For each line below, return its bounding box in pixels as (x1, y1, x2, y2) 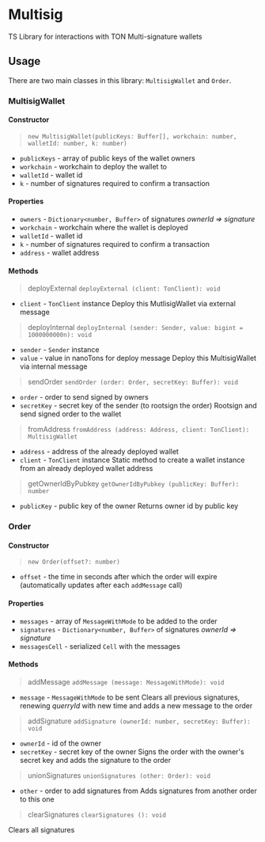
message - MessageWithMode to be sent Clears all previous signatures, (19, 692, 240, 702)
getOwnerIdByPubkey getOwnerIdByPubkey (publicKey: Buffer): (27, 479, 240, 488)
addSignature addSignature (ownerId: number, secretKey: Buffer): (27, 716, 251, 726)
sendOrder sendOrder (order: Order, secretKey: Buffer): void (27, 377, 239, 387)
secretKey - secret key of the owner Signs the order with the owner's (19, 746, 244, 757)
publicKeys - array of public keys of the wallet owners (19, 153, 195, 163)
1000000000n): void (27, 331, 93, 339)
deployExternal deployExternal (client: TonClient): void (27, 283, 221, 294)
